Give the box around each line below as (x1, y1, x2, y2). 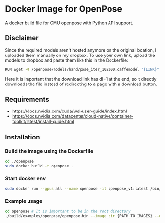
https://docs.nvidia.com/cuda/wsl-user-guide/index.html (12, 108, 127, 114)
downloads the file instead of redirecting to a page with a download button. (5, 81, 157, 87)
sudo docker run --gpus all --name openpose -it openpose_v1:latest (5, 186, 148, 191)
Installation (5, 133, 40, 141)
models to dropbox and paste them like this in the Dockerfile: (5, 57, 129, 63)
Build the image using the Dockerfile (5, 147, 94, 154)
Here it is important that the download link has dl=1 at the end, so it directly (5, 76, 157, 82)
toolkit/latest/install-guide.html (12, 119, 75, 125)
